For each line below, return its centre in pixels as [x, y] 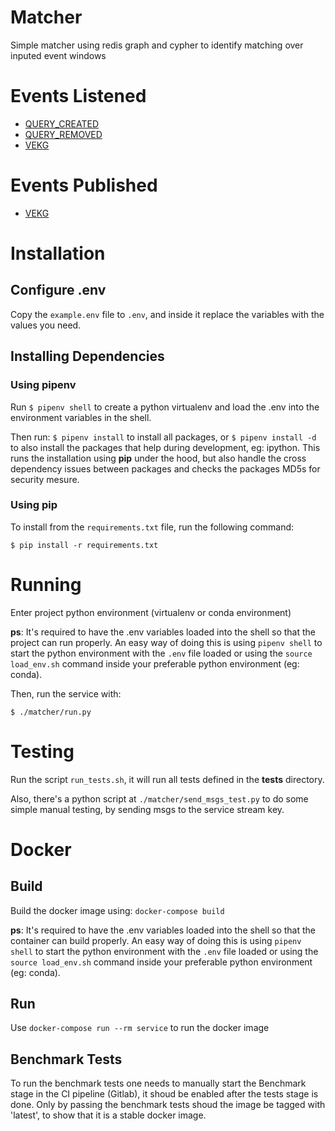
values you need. [46, 325]
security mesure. [45, 479]
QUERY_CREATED [62, 123]
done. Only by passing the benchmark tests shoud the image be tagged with [168, 1105]
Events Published [84, 185]
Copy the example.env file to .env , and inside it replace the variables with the [167, 314]
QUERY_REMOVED [63, 134]
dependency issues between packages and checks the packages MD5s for [165, 468]
